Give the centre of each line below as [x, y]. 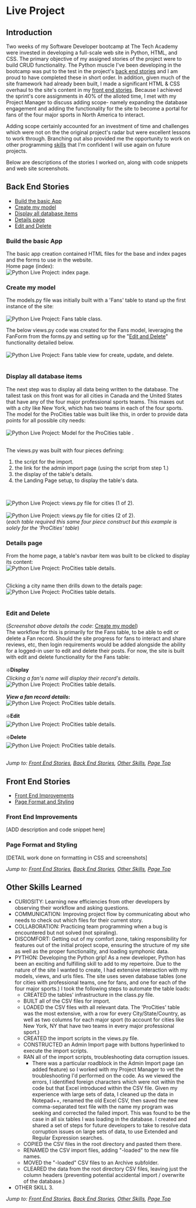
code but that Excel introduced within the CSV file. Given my [105, 1088]
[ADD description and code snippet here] [56, 830]
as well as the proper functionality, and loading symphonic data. [92, 951]
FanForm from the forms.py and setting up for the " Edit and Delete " [87, 336]
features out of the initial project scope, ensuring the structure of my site [102, 945]
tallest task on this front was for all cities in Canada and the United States [94, 395]
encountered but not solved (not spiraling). [66, 932]
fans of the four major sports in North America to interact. [75, 115]
